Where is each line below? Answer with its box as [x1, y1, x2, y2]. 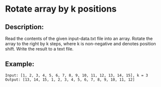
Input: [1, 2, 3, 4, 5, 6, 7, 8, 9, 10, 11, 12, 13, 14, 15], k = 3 [5, 73, 148, 78]
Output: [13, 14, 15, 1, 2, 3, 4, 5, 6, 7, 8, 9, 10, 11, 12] [5, 77, 135, 82]
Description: [5, 23, 44, 31]
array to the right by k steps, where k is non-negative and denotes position [5, 41, 156, 47]
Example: [5, 60, 34, 69]
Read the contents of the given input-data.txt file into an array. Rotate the [5, 35, 153, 41]
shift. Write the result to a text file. [5, 46, 74, 52]
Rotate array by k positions [5, 3, 117, 15]
